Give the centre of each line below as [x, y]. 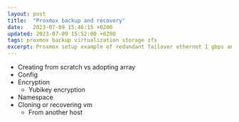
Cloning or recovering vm [55, 105]
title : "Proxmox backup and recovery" [67, 21]
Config [27, 74]
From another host [55, 112]
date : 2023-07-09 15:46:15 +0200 [60, 27]
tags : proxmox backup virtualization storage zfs [83, 40]
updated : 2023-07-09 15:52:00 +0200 [62, 34]
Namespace [35, 97]
